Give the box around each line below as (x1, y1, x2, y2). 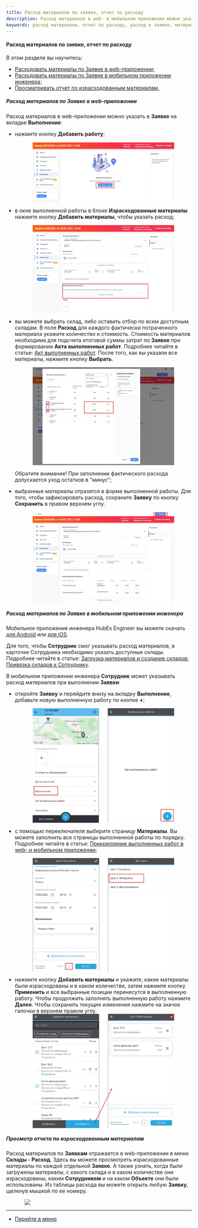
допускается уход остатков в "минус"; (14, 476, 112, 483)
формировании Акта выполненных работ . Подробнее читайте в (14, 343, 178, 350)
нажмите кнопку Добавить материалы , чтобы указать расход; (14, 213, 175, 220)
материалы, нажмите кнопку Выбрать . (14, 355, 114, 362)
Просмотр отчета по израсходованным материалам (6, 1135, 144, 1142)
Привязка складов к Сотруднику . (6, 661, 90, 668)
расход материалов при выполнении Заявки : (6, 679, 121, 686)
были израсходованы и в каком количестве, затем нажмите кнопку (14, 982, 186, 989)
